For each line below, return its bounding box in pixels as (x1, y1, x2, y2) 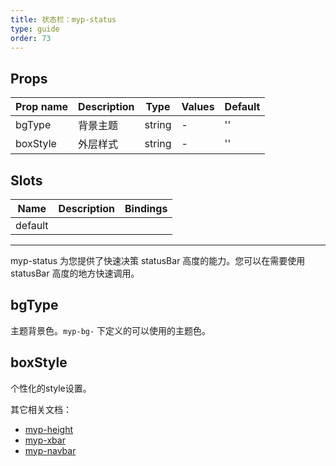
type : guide (10, 24, 60, 34)
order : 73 (10, 33, 52, 43)
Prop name (15, 100, 69, 114)
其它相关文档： (10, 403, 72, 415)
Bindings (124, 202, 168, 215)
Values (181, 100, 215, 114)
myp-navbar (24, 444, 77, 456)
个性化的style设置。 (10, 382, 92, 394)
